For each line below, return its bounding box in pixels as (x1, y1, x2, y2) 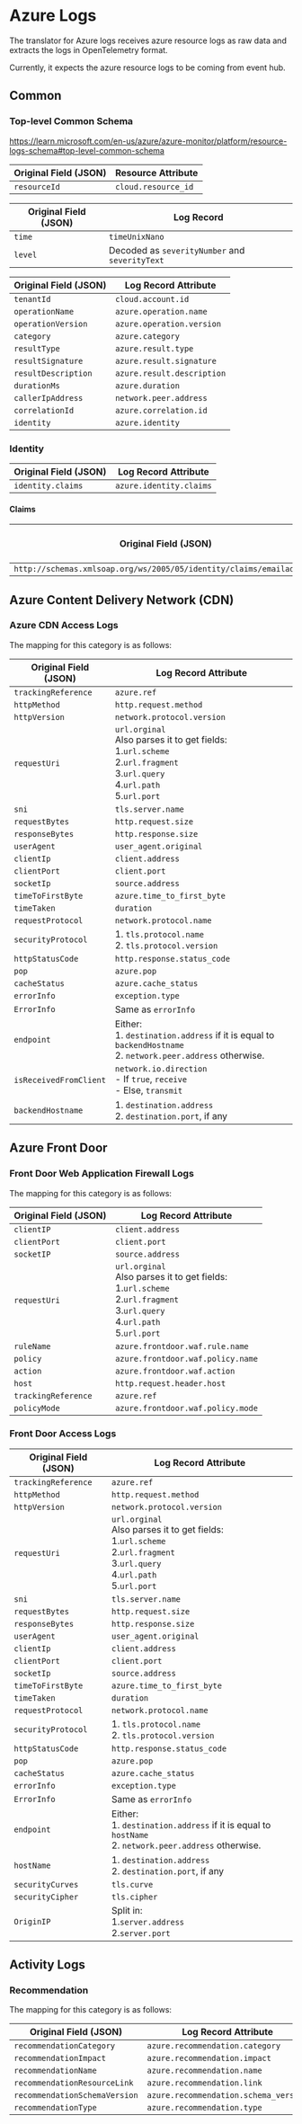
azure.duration (115, 380, 180, 391)
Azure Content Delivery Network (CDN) (9, 592, 235, 608)
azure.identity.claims (115, 480, 213, 491)
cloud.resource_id (115, 182, 194, 191)
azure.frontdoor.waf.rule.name (115, 1341, 249, 1351)
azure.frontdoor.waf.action (115, 1365, 235, 1376)
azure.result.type (115, 343, 194, 353)
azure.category (115, 331, 180, 342)
